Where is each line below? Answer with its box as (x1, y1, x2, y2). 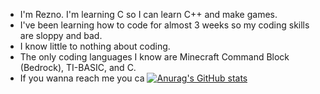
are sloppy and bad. (19, 30, 103, 41)
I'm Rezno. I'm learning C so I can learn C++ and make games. (19, 9, 278, 20)
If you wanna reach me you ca (19, 72, 145, 84)
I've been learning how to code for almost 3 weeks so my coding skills (19, 19, 310, 31)
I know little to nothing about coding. (19, 40, 171, 52)
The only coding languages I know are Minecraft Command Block (19, 51, 290, 63)
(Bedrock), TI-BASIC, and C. (19, 62, 137, 73)
